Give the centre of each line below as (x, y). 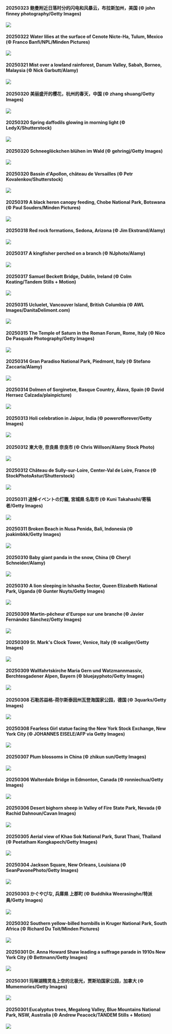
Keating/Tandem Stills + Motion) (41, 282)
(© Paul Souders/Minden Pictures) (43, 208)
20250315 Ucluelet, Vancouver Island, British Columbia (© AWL (75, 305)
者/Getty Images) (24, 506)
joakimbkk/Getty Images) (33, 534)
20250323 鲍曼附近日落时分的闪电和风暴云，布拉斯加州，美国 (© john (80, 8)
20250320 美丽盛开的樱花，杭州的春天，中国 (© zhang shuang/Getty (80, 94)
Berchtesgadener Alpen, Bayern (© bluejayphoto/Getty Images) (75, 676)
